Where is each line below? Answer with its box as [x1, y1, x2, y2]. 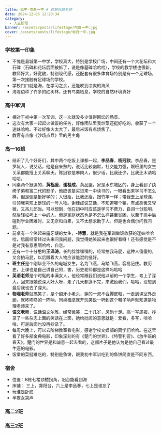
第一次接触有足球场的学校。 [12, 77, 68, 82]
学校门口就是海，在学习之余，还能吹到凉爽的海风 [12, 83, 110, 89]
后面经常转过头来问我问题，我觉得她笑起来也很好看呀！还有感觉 [20, 236, 148, 242]
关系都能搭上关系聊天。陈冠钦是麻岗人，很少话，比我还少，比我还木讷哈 [12, 169, 156, 175]
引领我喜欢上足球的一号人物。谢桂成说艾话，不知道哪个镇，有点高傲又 [12, 200, 152, 206]
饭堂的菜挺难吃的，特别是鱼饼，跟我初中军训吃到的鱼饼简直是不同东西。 [12, 351, 156, 357]
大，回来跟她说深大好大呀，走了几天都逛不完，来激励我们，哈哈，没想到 [12, 278, 156, 284]
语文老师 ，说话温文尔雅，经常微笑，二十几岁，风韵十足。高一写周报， [12, 309, 152, 315]
